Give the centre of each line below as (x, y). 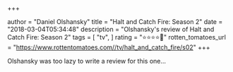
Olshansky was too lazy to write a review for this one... (87, 61)
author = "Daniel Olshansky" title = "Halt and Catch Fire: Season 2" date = (115, 22)
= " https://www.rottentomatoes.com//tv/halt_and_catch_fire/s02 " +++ (109, 47)
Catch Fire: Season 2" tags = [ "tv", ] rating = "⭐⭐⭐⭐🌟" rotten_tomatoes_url (116, 37)
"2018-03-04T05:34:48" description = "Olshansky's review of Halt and (111, 29)
